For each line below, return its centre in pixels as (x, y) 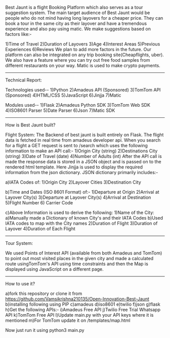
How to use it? (20, 284)
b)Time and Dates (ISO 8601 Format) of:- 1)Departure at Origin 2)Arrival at (82, 192)
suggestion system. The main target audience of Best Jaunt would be (78, 13)
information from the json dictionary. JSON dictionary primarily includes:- (82, 172)
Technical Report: (24, 80)
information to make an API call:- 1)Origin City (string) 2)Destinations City (81, 151)
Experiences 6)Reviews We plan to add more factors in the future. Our (78, 49)
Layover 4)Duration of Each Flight (40, 229)
